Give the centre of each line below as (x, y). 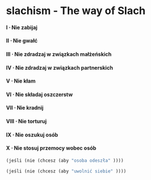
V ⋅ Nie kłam (21, 81)
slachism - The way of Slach (76, 11)
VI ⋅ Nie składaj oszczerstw (39, 94)
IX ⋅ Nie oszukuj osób (32, 135)
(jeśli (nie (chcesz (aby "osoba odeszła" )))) (65, 160)
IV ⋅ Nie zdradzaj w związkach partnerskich (60, 67)
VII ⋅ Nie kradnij (25, 108)
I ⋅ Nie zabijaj (22, 27)
